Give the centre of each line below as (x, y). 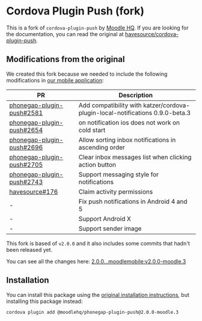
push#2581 (26, 112)
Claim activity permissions (116, 192)
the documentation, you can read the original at (65, 34)
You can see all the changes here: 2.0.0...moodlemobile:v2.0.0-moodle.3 (96, 261)
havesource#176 (34, 192)
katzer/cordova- (167, 105)
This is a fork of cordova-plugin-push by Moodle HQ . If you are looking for (97, 28)
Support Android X (105, 219)
